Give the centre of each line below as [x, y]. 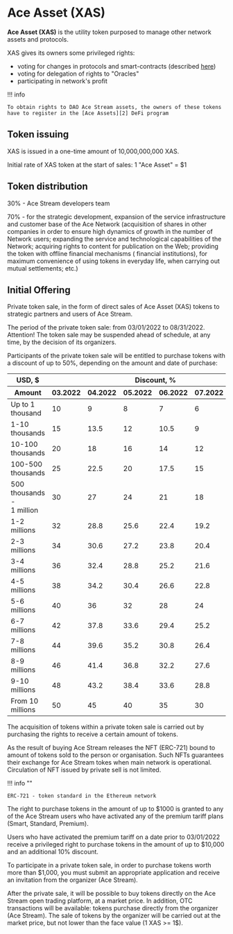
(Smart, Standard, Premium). [48, 824]
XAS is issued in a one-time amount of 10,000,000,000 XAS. [93, 151]
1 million [25, 510]
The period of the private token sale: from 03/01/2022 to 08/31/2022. [106, 328]
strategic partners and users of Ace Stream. [70, 314]
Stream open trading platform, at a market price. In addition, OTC [100, 901]
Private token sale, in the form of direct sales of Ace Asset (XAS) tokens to [113, 307]
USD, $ [28, 380]
